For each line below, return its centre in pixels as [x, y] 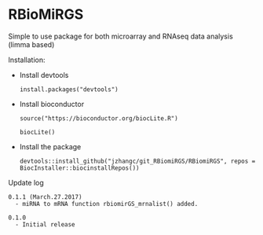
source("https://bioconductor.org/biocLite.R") [99, 118]
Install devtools [44, 75]
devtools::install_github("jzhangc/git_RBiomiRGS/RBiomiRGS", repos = [137, 161]
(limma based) [31, 44]
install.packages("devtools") [69, 89]
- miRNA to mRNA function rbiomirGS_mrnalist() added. [107, 204]
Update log [26, 182]
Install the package [50, 146]
